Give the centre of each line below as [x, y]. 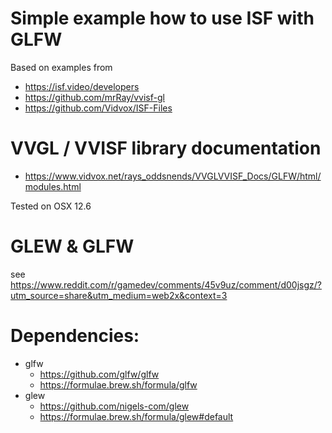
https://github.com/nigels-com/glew [114, 406]
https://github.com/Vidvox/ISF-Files [98, 108]
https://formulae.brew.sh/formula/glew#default [136, 416]
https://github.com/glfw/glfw [99, 374]
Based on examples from [61, 67]
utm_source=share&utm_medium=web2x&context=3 [119, 295]
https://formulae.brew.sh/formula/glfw [118, 384]
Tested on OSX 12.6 [51, 206]
